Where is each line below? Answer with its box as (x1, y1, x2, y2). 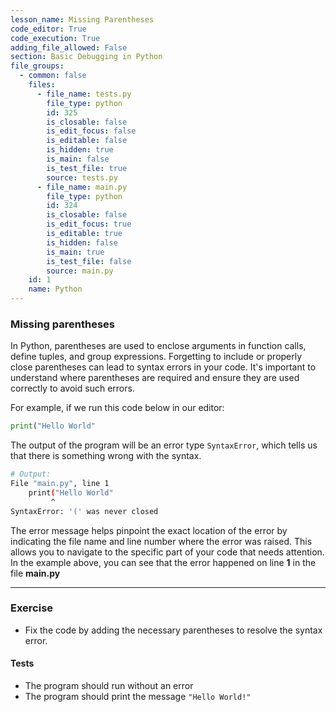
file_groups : (10, 61, 65, 71)
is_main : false (46, 154, 110, 164)
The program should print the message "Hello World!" (24, 691, 252, 703)
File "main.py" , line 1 (10, 479, 110, 489)
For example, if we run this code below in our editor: (10, 402, 225, 414)
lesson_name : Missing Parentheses (10, 14, 155, 25)
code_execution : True (10, 33, 101, 43)
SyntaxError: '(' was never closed (10, 506, 159, 516)
